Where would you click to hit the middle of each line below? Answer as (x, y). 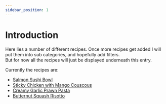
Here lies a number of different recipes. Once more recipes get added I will (83, 49)
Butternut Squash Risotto (38, 96)
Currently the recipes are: (32, 70)
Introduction (32, 35)
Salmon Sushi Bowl (33, 80)
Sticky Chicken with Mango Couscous (52, 85)
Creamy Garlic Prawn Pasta (41, 90)
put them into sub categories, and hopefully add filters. (63, 54)
